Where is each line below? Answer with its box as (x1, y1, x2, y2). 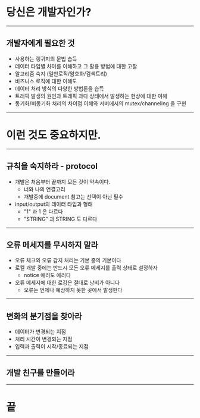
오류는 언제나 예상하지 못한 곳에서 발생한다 (23, 287, 123, 294)
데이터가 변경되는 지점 (14, 328, 67, 335)
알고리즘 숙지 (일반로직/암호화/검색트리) (14, 70, 107, 77)
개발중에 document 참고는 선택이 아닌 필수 (23, 193, 124, 200)
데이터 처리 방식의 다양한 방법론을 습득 (14, 84, 104, 92)
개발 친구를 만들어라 (6, 367, 75, 378)
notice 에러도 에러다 (23, 272, 71, 279)
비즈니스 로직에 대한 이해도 (14, 77, 77, 84)
